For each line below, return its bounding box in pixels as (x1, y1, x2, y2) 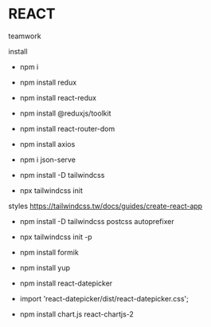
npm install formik (19, 247, 80, 257)
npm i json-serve (19, 155, 76, 164)
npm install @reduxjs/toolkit (19, 108, 111, 118)
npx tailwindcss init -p (19, 232, 93, 242)
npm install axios (19, 139, 76, 148)
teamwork (8, 31, 41, 41)
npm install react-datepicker (19, 278, 113, 288)
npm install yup (19, 262, 70, 272)
